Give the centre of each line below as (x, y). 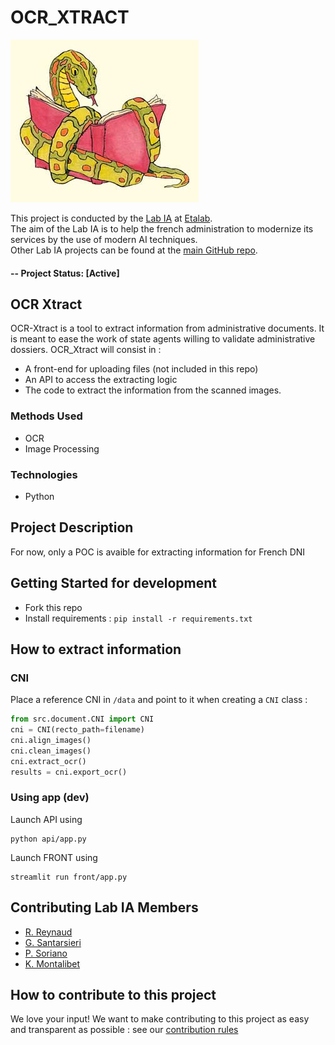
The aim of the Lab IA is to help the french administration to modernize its (162, 228)
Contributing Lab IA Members (104, 907)
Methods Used (46, 416)
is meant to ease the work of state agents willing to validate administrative (163, 339)
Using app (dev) (50, 798)
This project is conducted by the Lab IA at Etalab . (111, 218)
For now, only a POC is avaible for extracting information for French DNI (158, 552)
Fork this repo (53, 607)
